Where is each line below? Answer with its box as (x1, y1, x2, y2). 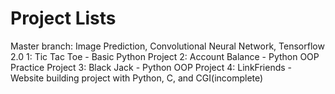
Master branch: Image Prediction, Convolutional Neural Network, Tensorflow (10, 40, 325, 52)
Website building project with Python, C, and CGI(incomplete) (10, 72, 264, 84)
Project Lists (10, 7, 117, 30)
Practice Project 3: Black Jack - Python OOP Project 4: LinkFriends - (10, 61, 292, 73)
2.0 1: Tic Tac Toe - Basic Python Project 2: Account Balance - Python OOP (10, 50, 320, 62)
